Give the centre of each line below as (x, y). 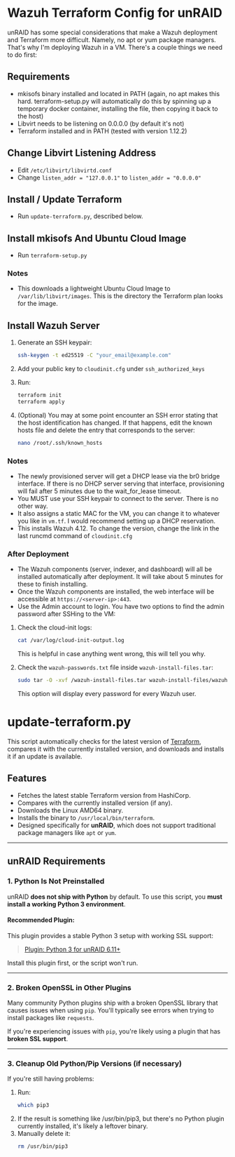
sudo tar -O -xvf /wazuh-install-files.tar (82, 681)
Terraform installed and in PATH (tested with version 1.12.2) (102, 131)
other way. (33, 506)
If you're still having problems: (51, 1079)
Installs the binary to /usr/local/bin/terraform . (86, 817)
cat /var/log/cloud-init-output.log (71, 641)
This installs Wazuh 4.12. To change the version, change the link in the (118, 528)
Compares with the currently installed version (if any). (95, 803)
